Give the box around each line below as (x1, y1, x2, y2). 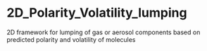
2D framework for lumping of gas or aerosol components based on (6, 28, 201, 36)
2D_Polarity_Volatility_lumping (6, 5, 187, 21)
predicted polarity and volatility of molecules (6, 35, 136, 43)
